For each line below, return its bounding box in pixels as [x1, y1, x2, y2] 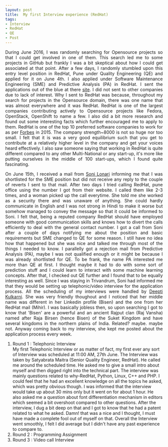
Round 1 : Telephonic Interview [12, 341, 76, 347]
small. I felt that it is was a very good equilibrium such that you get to [5, 134, 163, 141]
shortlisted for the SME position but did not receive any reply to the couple [5, 176, 163, 182]
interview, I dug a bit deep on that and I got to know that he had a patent [12, 405, 161, 411]
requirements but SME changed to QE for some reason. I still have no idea [5, 235, 163, 241]
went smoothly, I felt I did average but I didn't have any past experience [12, 420, 160, 427]
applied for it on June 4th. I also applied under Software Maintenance [5, 76, 163, 82]
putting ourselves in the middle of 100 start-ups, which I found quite [5, 156, 163, 162]
